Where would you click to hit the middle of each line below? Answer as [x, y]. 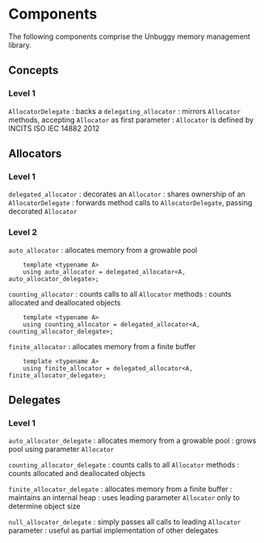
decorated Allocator [43, 212]
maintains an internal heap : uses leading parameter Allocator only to [124, 498]
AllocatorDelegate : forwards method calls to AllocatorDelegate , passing [130, 203]
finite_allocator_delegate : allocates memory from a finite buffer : [120, 489]
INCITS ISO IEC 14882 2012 [54, 128]
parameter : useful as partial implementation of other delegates [113, 531]
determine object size [44, 507]
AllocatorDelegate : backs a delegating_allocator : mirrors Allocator [124, 111]
